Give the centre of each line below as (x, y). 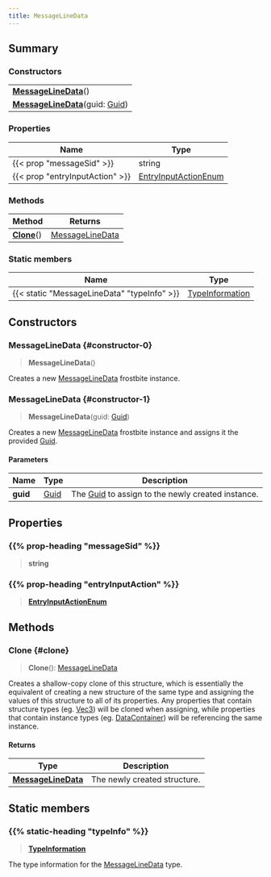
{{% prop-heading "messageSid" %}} (85, 545)
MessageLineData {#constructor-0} (81, 345)
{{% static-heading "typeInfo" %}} (79, 831)
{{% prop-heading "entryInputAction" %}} (94, 584)
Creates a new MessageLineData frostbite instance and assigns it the (123, 432)
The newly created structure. (146, 779)
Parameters (28, 459)
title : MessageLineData (48, 16)
